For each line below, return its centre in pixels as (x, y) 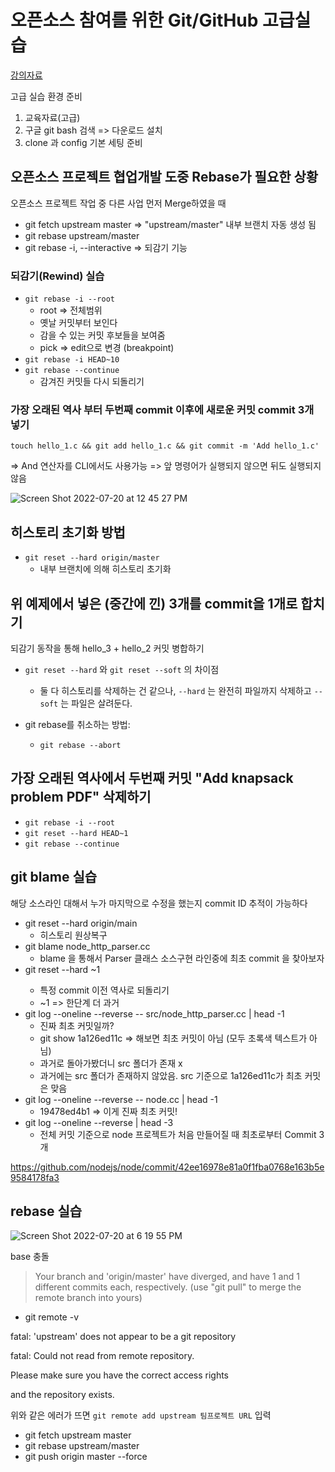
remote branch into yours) (88, 1298)
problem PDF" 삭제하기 (81, 797)
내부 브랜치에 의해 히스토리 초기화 (105, 569)
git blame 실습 (54, 877)
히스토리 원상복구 (73, 935)
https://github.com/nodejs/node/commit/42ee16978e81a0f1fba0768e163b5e (167, 1167)
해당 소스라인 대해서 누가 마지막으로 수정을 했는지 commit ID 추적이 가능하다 (159, 903)
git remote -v (51, 1317)
